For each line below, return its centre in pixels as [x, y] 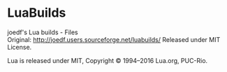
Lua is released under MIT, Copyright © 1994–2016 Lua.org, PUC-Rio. [108, 60]
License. [20, 47]
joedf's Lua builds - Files [43, 32]
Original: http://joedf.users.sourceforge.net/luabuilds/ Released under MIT [114, 39]
